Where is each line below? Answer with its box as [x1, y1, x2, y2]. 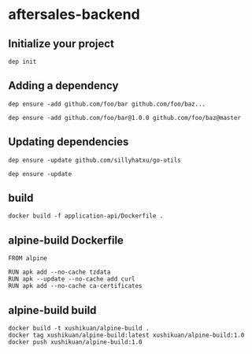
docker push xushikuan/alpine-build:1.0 [8, 338, 143, 346]
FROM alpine [8, 255, 47, 263]
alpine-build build [8, 304, 97, 317]
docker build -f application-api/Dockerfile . [8, 212, 164, 220]
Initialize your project [8, 37, 114, 50]
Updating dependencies [8, 136, 129, 149]
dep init [8, 58, 37, 65]
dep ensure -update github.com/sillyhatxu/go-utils [8, 156, 181, 164]
